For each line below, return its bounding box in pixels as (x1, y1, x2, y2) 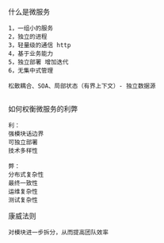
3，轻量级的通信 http (8, 41, 71, 49)
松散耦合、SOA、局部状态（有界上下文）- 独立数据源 (8, 82, 156, 90)
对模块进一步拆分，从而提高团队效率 (8, 229, 109, 237)
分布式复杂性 (8, 170, 44, 178)
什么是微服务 (8, 7, 50, 16)
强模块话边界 (8, 130, 44, 138)
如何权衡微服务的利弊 (8, 104, 78, 113)
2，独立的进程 (8, 33, 48, 41)
